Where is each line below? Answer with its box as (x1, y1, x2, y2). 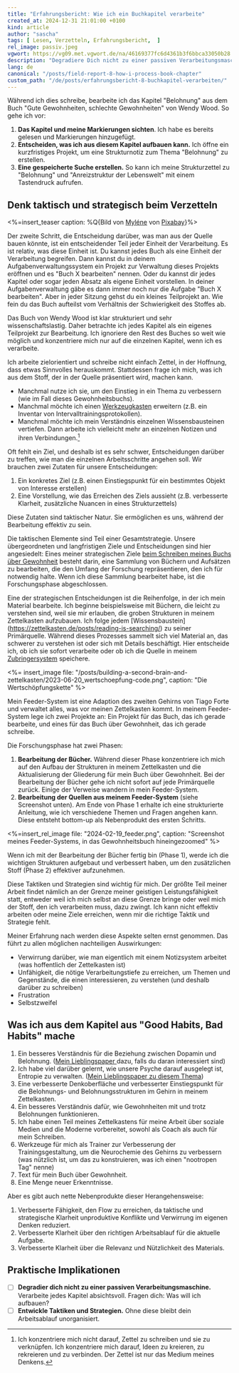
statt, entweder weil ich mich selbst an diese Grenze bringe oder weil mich (7, 894, 226, 903)
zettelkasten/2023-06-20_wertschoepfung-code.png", (7, 675, 168, 684)
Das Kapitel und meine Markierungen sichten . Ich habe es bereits (17, 126, 214, 134)
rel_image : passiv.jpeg (7, 44, 78, 51)
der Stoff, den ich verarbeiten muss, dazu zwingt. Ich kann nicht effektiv (7, 902, 218, 911)
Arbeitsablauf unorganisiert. (17, 1314, 100, 1323)
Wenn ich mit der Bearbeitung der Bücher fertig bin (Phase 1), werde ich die (7, 850, 229, 859)
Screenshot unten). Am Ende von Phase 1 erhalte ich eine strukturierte (17, 800, 224, 809)
